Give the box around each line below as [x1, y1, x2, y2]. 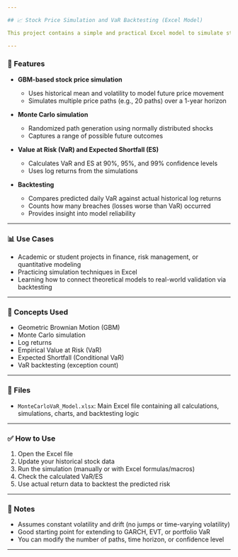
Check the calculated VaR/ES [17, 472, 103, 480]
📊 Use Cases [7, 233, 55, 243]
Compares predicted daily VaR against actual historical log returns [28, 194, 222, 202]
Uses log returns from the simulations [28, 166, 138, 175]
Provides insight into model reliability [28, 209, 136, 217]
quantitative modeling [17, 260, 81, 269]
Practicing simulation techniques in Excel [17, 268, 137, 277]
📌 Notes [7, 504, 35, 514]
